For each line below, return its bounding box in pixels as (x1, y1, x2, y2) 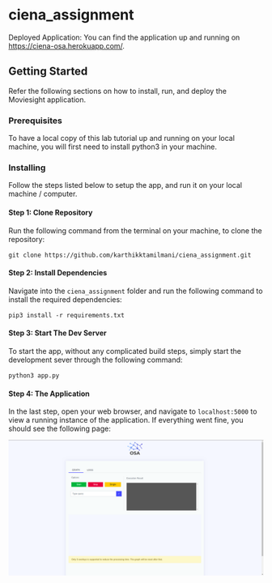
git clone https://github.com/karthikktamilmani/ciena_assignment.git (8, 251, 252, 259)
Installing (8, 162, 46, 173)
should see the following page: (8, 423, 111, 434)
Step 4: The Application (8, 389, 91, 398)
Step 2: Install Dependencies (8, 268, 108, 278)
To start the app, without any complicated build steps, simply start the (8, 346, 241, 355)
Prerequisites (8, 115, 62, 126)
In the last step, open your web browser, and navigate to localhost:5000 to (8, 406, 257, 416)
